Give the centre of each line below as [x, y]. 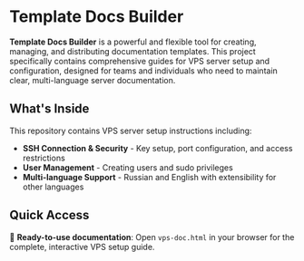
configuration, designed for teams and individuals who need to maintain [144, 71]
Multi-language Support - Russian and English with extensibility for [149, 177]
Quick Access [49, 215]
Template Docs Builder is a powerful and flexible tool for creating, [133, 42]
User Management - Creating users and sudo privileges [127, 167]
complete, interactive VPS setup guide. [82, 246]
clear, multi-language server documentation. [93, 80]
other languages [53, 187]
